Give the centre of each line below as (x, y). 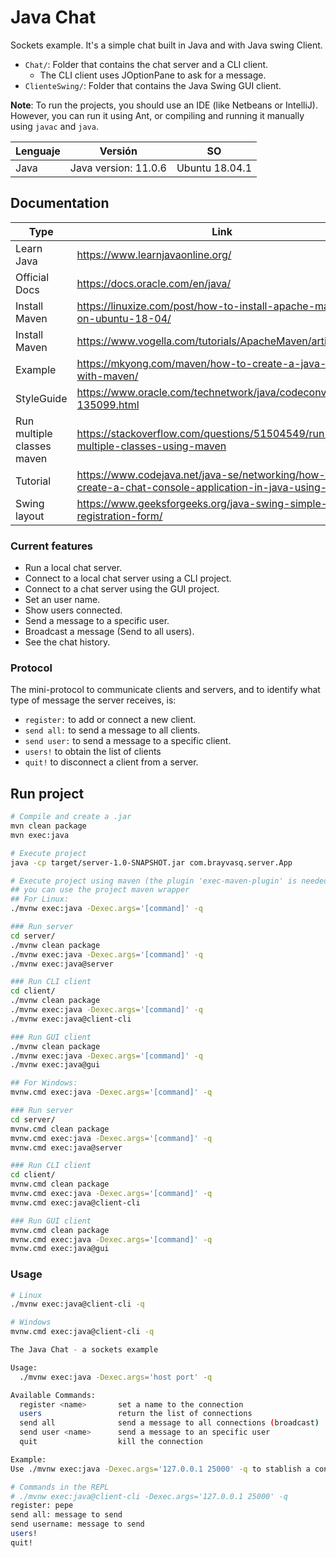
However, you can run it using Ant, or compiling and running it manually (157, 115)
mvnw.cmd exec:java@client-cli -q (82, 1332)
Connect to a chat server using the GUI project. (122, 589)
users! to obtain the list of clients (93, 752)
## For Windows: (44, 1083)
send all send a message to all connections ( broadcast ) (169, 1423)
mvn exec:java (40, 835)
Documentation (60, 203)
